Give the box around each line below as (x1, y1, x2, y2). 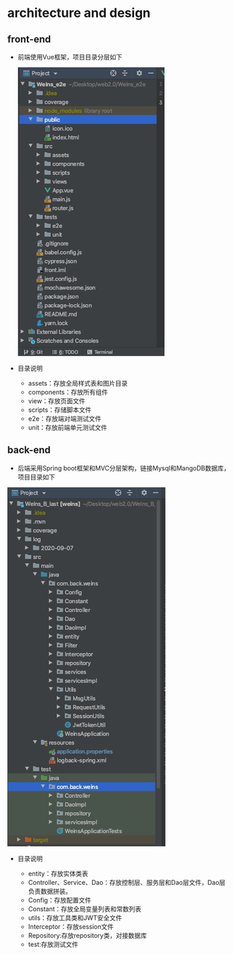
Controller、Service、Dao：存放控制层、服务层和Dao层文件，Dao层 (28, 878, 226, 886)
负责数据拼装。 (28, 886, 72, 896)
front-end (7, 33, 52, 45)
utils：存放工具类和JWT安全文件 (28, 913, 122, 922)
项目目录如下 (17, 473, 55, 481)
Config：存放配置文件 (28, 896, 92, 904)
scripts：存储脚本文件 (28, 405, 92, 414)
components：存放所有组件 (28, 388, 108, 396)
